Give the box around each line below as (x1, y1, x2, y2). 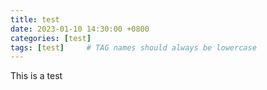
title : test (10, 14, 60, 25)
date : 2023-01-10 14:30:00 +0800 (10, 24, 150, 34)
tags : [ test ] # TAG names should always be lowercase (10, 42, 257, 53)
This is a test (10, 70, 63, 82)
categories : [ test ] (10, 33, 92, 43)
